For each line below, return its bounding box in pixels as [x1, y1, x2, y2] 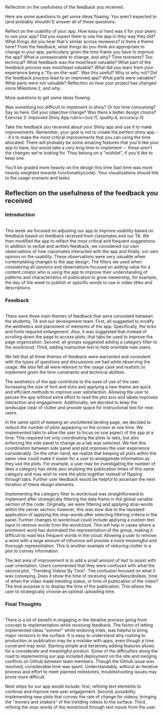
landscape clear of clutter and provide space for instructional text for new [5, 405, 153, 410]
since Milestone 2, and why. [5, 85, 61, 91]
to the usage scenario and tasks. [5, 175, 71, 181]
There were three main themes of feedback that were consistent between [5, 313, 153, 319]
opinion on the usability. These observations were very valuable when [5, 253, 146, 259]
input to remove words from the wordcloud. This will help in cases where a [5, 522, 155, 528]
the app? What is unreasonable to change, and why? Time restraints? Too [5, 54, 153, 60]
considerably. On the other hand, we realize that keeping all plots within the [5, 450, 157, 456]
